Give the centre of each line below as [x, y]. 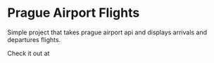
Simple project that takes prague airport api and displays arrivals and [107, 32]
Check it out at [29, 53]
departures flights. [34, 39]
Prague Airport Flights [74, 13]
